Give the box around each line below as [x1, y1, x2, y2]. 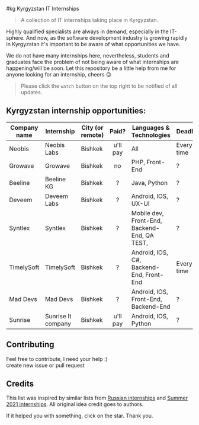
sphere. [6, 34, 25, 41]
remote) [81, 130, 104, 139]
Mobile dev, [131, 209, 164, 217]
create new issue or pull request [6, 362, 85, 369]
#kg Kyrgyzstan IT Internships [6, 5, 79, 12]
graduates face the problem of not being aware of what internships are [6, 59, 179, 65]
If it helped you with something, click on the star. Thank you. [6, 412, 153, 420]
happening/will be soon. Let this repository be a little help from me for [6, 65, 176, 72]
